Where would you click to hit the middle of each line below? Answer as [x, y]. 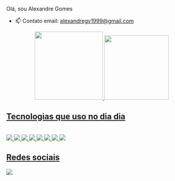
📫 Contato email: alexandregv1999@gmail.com [74, 21]
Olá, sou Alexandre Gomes [39, 9]
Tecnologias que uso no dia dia [66, 117]
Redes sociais [33, 158]
